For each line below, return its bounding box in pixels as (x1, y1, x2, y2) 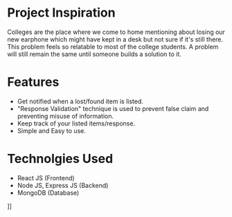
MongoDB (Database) (17, 189, 80, 197)
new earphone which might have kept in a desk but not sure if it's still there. (7, 35, 224, 43)
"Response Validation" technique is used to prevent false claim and (17, 104, 209, 112)
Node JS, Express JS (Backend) (17, 181, 109, 189)
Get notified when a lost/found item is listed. (17, 97, 144, 105)
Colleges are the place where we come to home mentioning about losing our (7, 28, 225, 36)
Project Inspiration (7, 5, 116, 21)
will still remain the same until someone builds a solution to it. (7, 50, 182, 58)
